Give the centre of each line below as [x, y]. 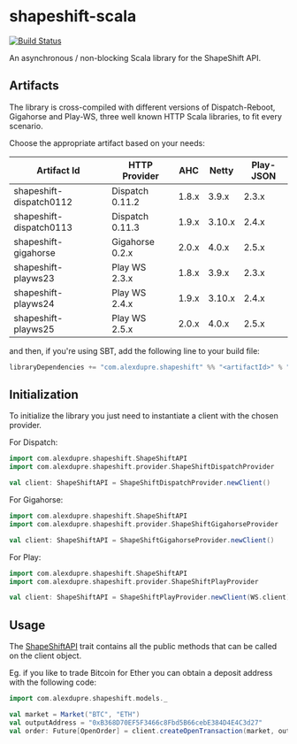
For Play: [25, 557]
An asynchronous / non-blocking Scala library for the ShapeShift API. [135, 58]
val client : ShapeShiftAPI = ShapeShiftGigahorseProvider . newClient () [142, 540]
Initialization [44, 395]
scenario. [26, 126]
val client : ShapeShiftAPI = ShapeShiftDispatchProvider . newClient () [140, 483]
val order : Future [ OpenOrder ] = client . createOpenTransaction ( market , [142, 731]
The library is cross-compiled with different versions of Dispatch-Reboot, [142, 107]
